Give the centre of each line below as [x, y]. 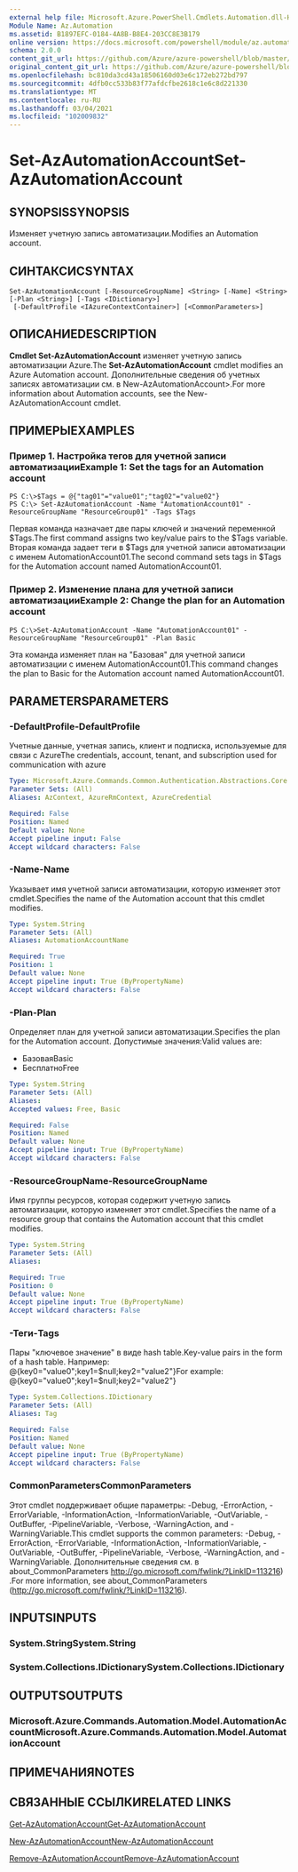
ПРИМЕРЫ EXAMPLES [72, 431]
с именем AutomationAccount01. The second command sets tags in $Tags [145, 557]
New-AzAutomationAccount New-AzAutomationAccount [111, 1841]
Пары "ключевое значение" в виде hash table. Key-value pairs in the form [146, 1353]
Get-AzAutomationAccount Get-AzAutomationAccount [107, 1824]
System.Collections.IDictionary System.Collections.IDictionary [147, 1668]
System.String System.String [73, 1644]
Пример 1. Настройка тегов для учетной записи [118, 456]
